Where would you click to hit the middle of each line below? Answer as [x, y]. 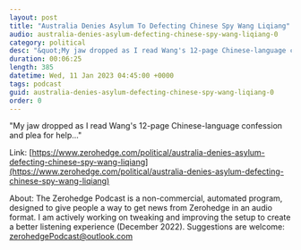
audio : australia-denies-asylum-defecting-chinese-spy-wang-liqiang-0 [144, 34]
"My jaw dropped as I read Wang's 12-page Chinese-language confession [146, 126]
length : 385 [31, 68]
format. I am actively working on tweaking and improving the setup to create [150, 217]
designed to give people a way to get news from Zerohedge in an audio [141, 208]
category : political [48, 42]
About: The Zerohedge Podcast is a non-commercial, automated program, [146, 198]
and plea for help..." [46, 136]
